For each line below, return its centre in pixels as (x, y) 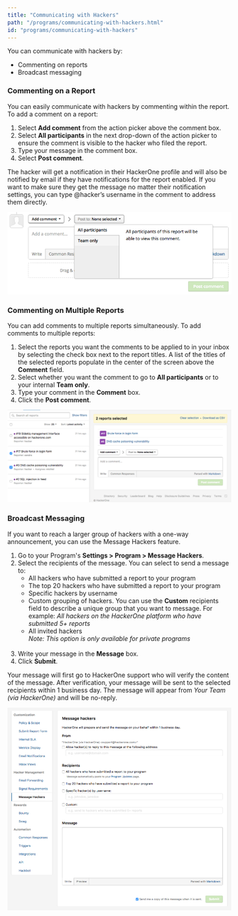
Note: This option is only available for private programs (109, 638)
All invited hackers (55, 631)
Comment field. (41, 370)
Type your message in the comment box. (77, 150)
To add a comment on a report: (53, 114)
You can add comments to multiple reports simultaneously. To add (104, 326)
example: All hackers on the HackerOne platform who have (115, 616)
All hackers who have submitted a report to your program (112, 578)
